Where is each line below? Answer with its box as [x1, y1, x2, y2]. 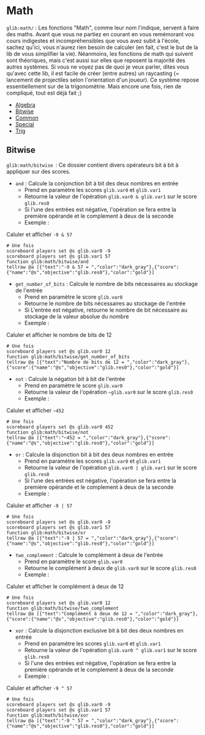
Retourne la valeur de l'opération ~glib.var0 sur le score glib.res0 [24, 388, 193, 396]
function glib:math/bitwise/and [6, 258, 89, 264]
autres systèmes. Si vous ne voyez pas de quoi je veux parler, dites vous [6, 63, 190, 71]
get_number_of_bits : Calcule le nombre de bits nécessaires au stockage [15, 280, 198, 287]
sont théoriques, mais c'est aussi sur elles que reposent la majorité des [6, 56, 185, 64]
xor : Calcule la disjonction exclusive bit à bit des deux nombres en [15, 626, 184, 634]
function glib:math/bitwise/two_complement [6, 605, 119, 611]
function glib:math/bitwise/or [6, 529, 86, 536]
